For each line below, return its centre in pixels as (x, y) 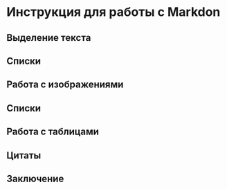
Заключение (35, 178)
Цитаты (24, 155)
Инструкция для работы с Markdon (113, 12)
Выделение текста (49, 38)
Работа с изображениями (65, 85)
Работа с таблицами (53, 132)
